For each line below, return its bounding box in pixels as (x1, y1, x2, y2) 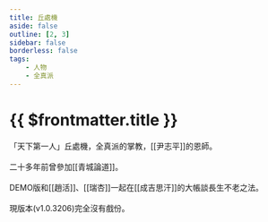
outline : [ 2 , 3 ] (9, 30, 70, 38)
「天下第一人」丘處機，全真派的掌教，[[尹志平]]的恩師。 (9, 141, 218, 151)
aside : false (9, 21, 58, 30)
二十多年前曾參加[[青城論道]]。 (9, 161, 124, 172)
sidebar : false (9, 38, 66, 47)
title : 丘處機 (9, 13, 58, 22)
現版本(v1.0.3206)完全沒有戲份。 (9, 202, 130, 213)
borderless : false (9, 47, 78, 55)
